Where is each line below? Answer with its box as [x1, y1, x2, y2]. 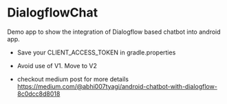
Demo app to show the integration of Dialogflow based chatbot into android [7, 28, 221, 36]
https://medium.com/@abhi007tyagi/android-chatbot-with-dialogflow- [17, 82, 218, 90]
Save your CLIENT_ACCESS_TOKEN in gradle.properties [17, 48, 176, 56]
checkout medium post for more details [17, 74, 129, 83]
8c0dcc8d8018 [17, 90, 61, 98]
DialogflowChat [7, 5, 98, 21]
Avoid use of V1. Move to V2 [17, 61, 98, 70]
